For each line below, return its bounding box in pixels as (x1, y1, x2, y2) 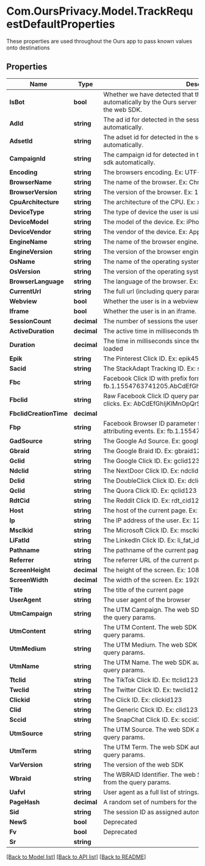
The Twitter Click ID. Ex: (103, 685, 172, 694)
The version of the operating (103, 267, 185, 275)
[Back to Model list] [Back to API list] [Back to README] (6, 853, 146, 861)
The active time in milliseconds (103, 327, 192, 335)
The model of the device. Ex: (103, 217, 185, 226)
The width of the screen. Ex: (103, 575, 184, 584)
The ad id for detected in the (103, 115, 185, 123)
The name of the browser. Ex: (103, 178, 188, 186)
